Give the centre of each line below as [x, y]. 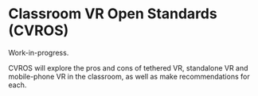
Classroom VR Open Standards [113, 14]
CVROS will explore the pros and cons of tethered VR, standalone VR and [128, 67]
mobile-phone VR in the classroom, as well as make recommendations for [129, 76]
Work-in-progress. [39, 52]
